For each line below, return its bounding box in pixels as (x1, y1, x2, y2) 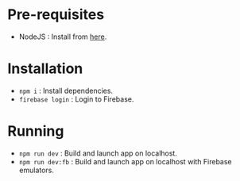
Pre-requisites (7, 6, 105, 24)
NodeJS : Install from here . (18, 32, 107, 41)
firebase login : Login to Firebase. (18, 94, 134, 104)
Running (7, 122, 64, 141)
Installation (7, 60, 83, 78)
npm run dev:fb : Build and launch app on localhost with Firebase (18, 156, 232, 166)
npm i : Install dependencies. (18, 86, 113, 95)
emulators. (18, 165, 55, 175)
